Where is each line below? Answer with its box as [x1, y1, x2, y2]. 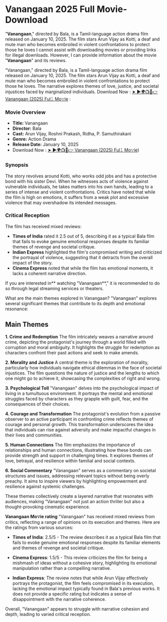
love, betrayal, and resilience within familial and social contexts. [5, 458, 136, 464]
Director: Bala [12, 125, 41, 131]
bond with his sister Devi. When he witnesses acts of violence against [5, 178, 149, 184]
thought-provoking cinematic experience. [5, 504, 91, 510]
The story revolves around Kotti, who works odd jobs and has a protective [5, 173, 157, 179]
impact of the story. [12, 260, 53, 266]
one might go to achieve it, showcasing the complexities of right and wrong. [5, 375, 161, 381]
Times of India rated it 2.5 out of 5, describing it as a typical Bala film [12, 233, 155, 239]
